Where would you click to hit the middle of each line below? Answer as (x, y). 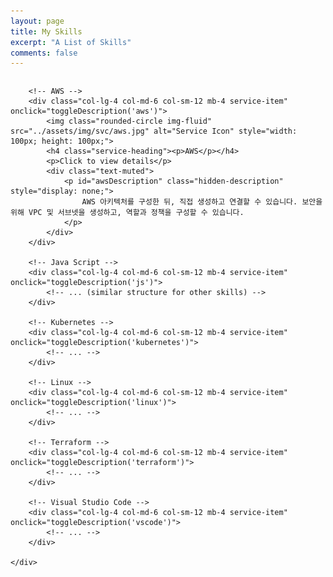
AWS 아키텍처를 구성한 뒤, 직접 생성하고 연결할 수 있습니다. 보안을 (202, 202)
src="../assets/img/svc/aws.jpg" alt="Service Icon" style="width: (154, 131)
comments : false (44, 53)
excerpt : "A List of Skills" (71, 42)
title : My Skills (46, 31)
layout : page (37, 21)
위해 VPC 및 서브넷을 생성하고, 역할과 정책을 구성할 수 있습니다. (127, 213)
